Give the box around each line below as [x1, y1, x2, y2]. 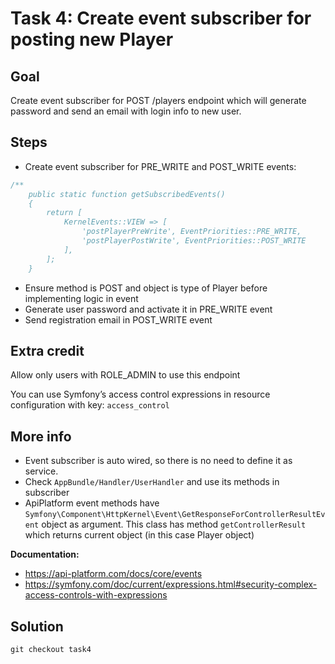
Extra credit [10, 342, 85, 359]
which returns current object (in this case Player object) [24, 529, 255, 541]
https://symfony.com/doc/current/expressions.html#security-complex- [24, 578, 318, 591]
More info [10, 428, 72, 445]
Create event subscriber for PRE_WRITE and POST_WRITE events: [24, 160, 297, 172]
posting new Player [10, 28, 174, 51]
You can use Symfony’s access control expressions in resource [10, 388, 271, 401]
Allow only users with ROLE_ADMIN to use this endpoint [10, 369, 241, 381]
